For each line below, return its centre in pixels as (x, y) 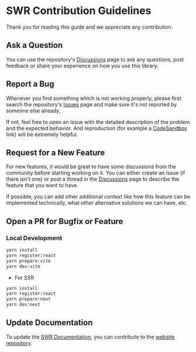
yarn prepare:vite (28, 261)
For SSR (24, 277)
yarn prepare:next (28, 299)
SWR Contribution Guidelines (79, 11)
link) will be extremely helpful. (42, 134)
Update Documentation (49, 323)
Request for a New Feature (56, 152)
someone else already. (33, 111)
